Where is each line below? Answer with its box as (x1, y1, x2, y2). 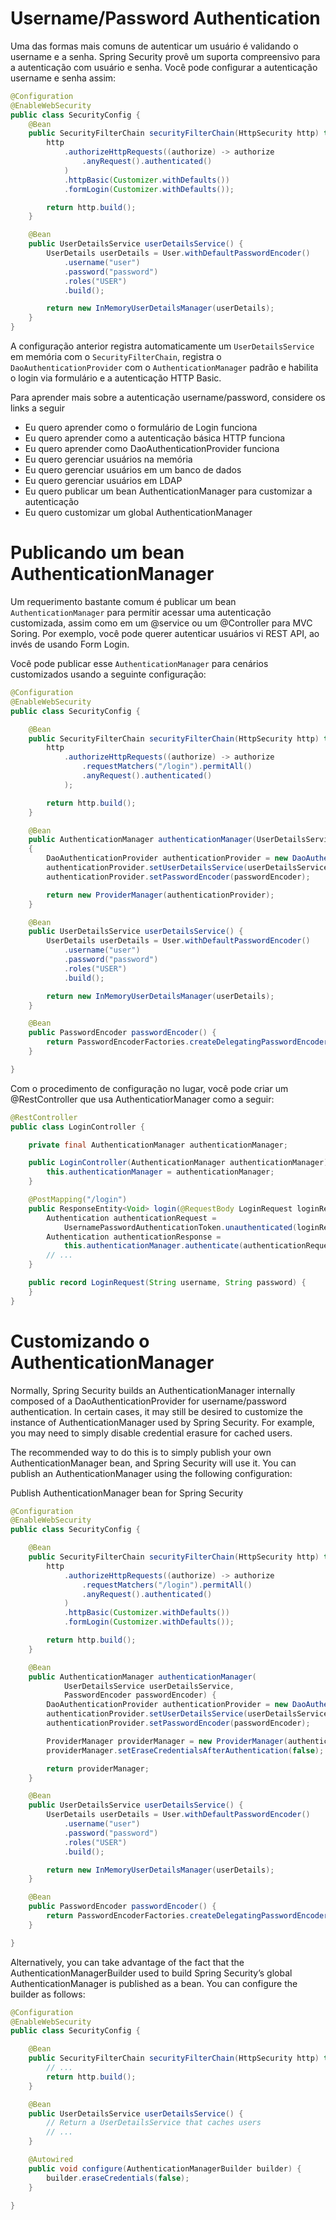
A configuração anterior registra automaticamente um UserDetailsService (10, 340, 315, 352)
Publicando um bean (10, 542, 185, 564)
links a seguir (10, 402, 65, 414)
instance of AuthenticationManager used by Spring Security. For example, (10, 1416, 315, 1428)
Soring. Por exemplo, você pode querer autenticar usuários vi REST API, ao (10, 628, 320, 639)
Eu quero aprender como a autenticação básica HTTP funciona (24, 432, 286, 444)
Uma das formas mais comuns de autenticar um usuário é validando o (10, 40, 299, 52)
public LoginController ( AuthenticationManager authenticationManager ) (28, 1158, 329, 1168)
